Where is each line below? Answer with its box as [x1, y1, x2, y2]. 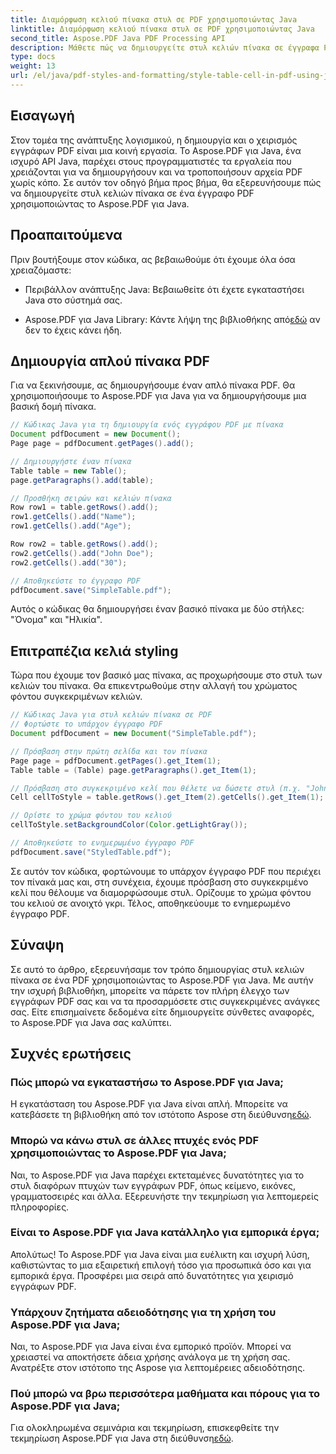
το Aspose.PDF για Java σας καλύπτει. [10, 1016, 172, 1028]
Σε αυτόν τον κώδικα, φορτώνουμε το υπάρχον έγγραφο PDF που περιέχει [10, 865, 322, 877]
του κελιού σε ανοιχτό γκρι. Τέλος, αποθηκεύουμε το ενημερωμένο [10, 897, 291, 909]
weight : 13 [10, 61, 56, 71]
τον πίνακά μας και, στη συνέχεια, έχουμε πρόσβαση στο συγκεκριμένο [10, 876, 309, 888]
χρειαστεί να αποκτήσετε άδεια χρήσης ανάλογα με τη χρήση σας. [10, 1351, 291, 1363]
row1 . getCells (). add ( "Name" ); [10, 512, 137, 522]
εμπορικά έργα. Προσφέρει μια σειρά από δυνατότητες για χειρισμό [10, 1269, 294, 1281]
